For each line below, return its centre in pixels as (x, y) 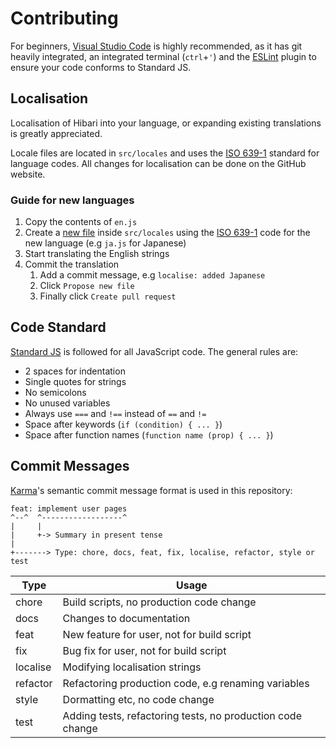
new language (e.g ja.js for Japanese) (105, 243)
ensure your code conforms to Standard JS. (101, 67)
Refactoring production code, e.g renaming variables (186, 683)
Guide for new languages (72, 200)
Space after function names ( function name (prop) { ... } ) (149, 434)
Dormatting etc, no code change (138, 699)
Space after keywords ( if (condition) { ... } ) (123, 424)
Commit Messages (70, 466)
